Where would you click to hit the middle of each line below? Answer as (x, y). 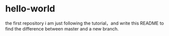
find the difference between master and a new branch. (62, 28)
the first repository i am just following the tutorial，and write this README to (85, 23)
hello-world (30, 9)
